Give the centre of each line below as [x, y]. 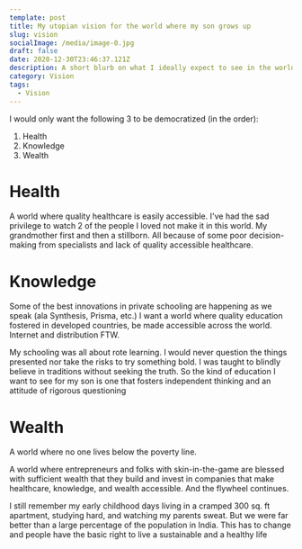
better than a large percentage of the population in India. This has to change [151, 525]
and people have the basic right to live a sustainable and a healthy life [138, 535]
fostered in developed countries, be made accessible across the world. [141, 326]
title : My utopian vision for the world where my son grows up [130, 26]
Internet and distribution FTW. [64, 335]
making [23, 245]
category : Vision [42, 76]
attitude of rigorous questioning [68, 391]
